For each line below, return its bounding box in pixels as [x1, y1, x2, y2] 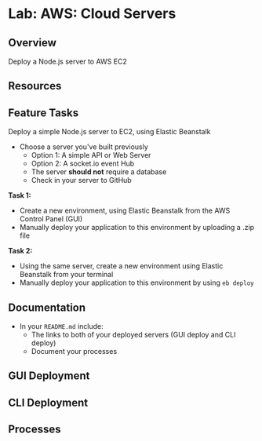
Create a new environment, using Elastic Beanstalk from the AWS [19, 206, 231, 216]
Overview [8, 36, 57, 49]
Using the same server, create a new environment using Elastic [19, 261, 224, 271]
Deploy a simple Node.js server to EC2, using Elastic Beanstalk [8, 127, 211, 137]
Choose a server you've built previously [19, 142, 149, 151]
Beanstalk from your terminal [19, 270, 114, 279]
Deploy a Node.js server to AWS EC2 [8, 56, 127, 66]
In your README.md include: [19, 322, 104, 331]
